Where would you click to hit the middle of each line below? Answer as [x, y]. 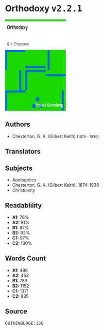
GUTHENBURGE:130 [24, 323]
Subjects [19, 168]
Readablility [24, 205]
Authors [18, 125]
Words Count [26, 259]
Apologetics [24, 180]
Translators [23, 152]
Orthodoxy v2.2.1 [44, 9]
